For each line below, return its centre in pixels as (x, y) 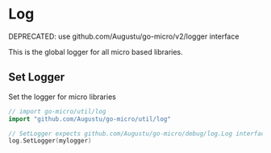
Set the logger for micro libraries (63, 97)
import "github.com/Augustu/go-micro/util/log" (90, 119)
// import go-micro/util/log (57, 111)
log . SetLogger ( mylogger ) (50, 141)
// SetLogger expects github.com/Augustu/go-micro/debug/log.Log (120, 134)
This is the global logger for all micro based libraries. (96, 52)
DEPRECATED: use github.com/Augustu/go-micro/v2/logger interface (124, 36)
